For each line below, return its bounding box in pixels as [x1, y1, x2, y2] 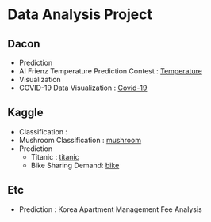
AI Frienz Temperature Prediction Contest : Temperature [18, 66, 203, 76]
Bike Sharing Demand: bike [30, 160, 120, 170]
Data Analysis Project [7, 6, 152, 24]
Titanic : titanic [30, 152, 80, 161]
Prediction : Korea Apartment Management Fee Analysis [18, 204, 203, 214]
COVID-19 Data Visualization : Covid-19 [18, 83, 148, 92]
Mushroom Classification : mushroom [18, 135, 142, 145]
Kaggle [7, 106, 44, 119]
